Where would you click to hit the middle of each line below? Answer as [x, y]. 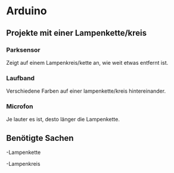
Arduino [27, 11]
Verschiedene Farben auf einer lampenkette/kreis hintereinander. [86, 91]
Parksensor [23, 50]
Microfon [20, 106]
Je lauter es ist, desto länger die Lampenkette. [63, 119]
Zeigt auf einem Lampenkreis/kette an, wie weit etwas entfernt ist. [87, 62]
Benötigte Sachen [40, 138]
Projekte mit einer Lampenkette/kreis [77, 33]
